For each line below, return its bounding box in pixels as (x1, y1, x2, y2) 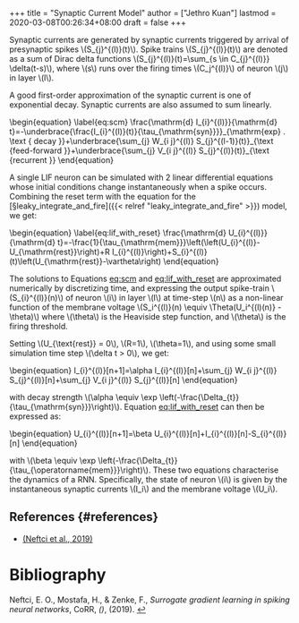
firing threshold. (9, 321, 69, 331)
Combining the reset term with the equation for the (9, 192, 197, 201)
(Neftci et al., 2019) (21, 533, 93, 544)
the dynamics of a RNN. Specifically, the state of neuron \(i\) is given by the (9, 474, 288, 484)
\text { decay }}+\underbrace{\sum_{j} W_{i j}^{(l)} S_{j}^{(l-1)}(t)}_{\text (9, 136, 274, 146)
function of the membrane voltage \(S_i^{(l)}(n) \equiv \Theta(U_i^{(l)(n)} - (9, 302, 282, 312)
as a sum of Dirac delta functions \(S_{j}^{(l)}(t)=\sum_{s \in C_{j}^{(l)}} (9, 54, 270, 64)
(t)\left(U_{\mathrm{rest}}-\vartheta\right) (9, 256, 162, 267)
